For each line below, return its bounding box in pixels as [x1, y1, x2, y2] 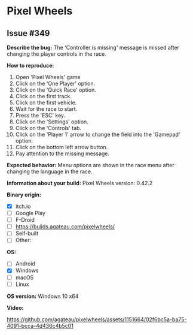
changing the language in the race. [7, 168, 93, 175]
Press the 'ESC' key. [15, 112, 66, 119]
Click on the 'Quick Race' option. [15, 86, 96, 93]
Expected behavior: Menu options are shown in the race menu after [7, 162, 175, 168]
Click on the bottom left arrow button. [15, 144, 108, 150]
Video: [7, 304, 24, 311]
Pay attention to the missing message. [15, 150, 110, 157]
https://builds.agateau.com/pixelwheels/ [15, 223, 115, 230]
